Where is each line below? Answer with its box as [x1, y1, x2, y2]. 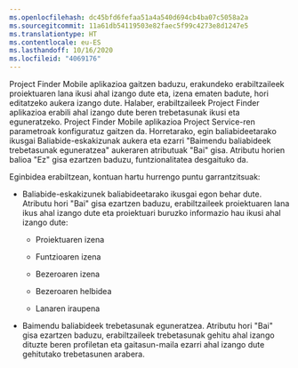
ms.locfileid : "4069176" [9, 54, 101, 63]
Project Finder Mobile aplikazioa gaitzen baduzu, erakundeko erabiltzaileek [9, 79, 285, 89]
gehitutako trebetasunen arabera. [21, 348, 145, 359]
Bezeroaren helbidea [35, 286, 112, 296]
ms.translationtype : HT [9, 29, 98, 38]
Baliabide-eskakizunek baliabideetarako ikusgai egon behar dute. [21, 188, 262, 199]
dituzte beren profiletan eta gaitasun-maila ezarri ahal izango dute [21, 340, 265, 349]
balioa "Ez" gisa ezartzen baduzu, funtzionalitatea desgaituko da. [9, 155, 249, 164]
